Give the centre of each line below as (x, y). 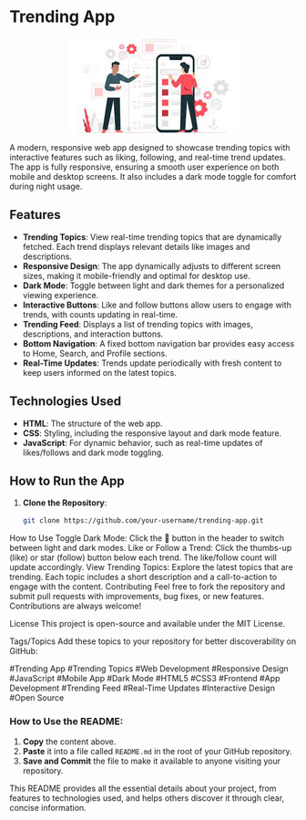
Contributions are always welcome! (76, 606)
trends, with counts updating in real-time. (100, 314)
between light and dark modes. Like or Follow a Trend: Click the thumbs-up (151, 548)
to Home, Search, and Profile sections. (95, 353)
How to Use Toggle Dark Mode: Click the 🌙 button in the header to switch (147, 538)
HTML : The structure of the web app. (92, 423)
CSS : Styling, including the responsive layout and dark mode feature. (152, 433)
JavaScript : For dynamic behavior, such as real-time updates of (143, 442)
